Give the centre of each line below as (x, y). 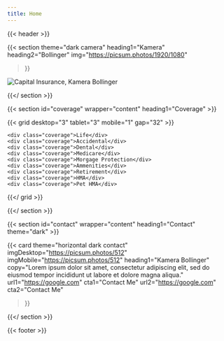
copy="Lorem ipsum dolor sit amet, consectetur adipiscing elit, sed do (108, 267)
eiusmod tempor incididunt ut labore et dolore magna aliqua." (96, 275)
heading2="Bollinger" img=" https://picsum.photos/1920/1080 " (97, 55)
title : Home (24, 14)
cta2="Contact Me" (35, 289)
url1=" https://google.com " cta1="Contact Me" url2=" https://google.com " (112, 282)
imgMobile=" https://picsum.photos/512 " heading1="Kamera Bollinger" (108, 260)
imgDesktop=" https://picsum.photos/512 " (67, 252)
